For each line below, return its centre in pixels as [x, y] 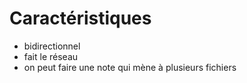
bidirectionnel [52, 46]
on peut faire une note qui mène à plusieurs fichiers [130, 67]
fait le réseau [51, 56]
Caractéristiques [80, 18]
